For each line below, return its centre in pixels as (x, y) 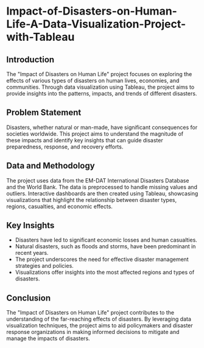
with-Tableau (40, 37)
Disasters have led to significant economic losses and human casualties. (106, 240)
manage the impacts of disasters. (48, 338)
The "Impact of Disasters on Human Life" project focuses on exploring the (99, 74)
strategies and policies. (44, 266)
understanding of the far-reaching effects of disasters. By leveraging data (99, 319)
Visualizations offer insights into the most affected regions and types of (105, 273)
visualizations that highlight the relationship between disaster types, (92, 200)
